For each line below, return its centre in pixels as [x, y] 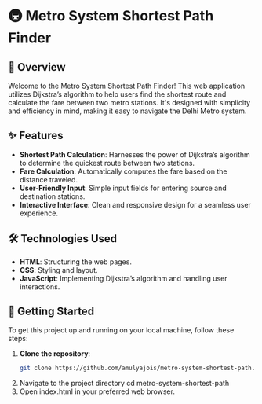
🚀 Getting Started [51, 312]
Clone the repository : [55, 354]
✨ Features [36, 136]
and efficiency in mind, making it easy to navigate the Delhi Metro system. [127, 111]
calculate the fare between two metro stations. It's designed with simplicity [129, 103]
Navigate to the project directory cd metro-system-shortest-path [124, 384]
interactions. [40, 286]
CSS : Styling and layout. [58, 270]
